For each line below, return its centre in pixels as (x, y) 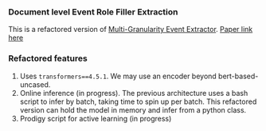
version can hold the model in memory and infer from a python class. (133, 109)
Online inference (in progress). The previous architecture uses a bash (134, 93)
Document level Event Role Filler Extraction (93, 12)
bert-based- (238, 76)
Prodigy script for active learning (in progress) (96, 118)
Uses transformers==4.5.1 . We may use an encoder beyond (118, 76)
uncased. (35, 84)
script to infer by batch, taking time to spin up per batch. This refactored (138, 101)
